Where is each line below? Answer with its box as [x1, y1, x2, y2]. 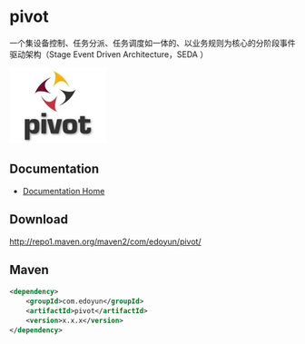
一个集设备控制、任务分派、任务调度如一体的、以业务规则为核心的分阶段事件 [9, 37, 296, 48]
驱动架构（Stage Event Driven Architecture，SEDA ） [9, 48, 209, 60]
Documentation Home [22, 185, 105, 196]
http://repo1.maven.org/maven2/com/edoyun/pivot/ [9, 236, 202, 247]
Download [9, 211, 68, 228]
